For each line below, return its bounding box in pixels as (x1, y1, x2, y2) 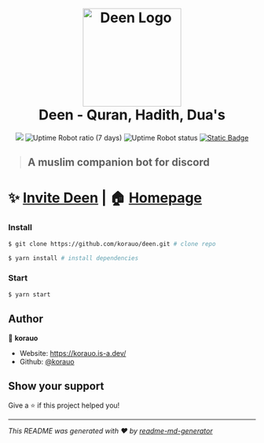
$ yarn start (8, 291, 51, 298)
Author (8, 313, 43, 326)
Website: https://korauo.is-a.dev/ (19, 348, 126, 357)
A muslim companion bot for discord (27, 156, 210, 169)
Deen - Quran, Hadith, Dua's (38, 106, 225, 124)
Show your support (8, 379, 104, 393)
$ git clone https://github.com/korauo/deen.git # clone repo (8, 240, 216, 247)
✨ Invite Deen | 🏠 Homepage (8, 189, 203, 207)
